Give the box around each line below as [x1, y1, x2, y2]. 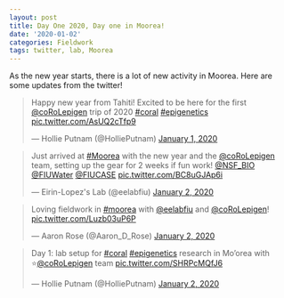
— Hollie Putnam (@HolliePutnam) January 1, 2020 [30, 133, 218, 144]
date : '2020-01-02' [9, 29, 82, 38]
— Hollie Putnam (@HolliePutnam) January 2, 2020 [30, 278, 220, 289]
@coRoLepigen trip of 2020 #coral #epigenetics [30, 107, 209, 117]
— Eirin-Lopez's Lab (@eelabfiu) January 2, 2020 [30, 187, 214, 197]
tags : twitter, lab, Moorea [9, 46, 114, 55]
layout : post [9, 12, 58, 22]
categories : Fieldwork [9, 37, 93, 47]
